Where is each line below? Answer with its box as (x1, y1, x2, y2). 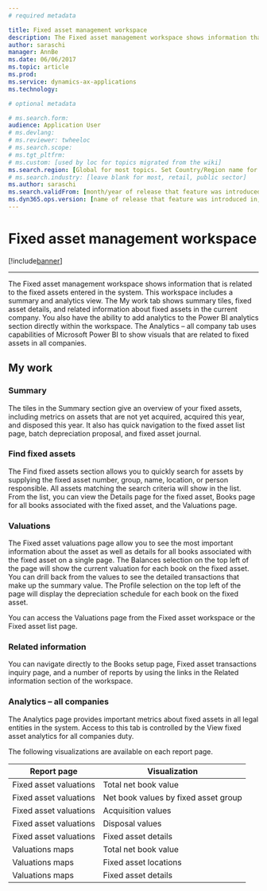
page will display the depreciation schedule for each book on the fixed (8, 589, 238, 599)
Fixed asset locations (103, 857, 182, 868)
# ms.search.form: (8, 114, 69, 122)
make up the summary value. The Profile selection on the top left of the (8, 580, 241, 590)
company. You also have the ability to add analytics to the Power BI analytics (8, 312, 259, 322)
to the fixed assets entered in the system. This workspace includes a (8, 287, 233, 297)
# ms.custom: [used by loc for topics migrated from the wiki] (8, 158, 222, 166)
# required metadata (8, 11, 77, 20)
